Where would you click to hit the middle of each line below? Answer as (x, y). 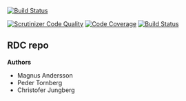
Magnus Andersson (45, 75)
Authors (19, 62)
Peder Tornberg (40, 82)
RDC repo (28, 46)
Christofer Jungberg (46, 90)
